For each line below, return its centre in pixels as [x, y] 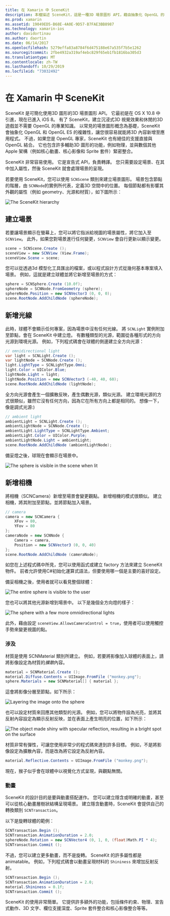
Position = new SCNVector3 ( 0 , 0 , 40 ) [55, 545]
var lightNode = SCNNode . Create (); [44, 360]
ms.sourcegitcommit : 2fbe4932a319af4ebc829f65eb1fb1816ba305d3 [73, 52]
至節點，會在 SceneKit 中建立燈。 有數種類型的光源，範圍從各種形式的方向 [83, 335]
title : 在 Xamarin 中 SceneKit [37, 10]
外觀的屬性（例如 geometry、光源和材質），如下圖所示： [64, 192]
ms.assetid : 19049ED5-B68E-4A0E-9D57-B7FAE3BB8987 [60, 24]
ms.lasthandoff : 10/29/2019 [35, 67]
